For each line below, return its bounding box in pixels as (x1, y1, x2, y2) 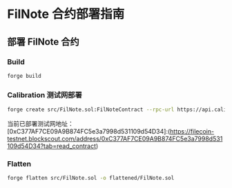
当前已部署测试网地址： (7, 119, 74, 127)
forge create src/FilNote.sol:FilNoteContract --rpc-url (7, 106, 175, 114)
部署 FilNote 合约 (7, 36, 79, 48)
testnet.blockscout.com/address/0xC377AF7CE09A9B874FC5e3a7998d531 (7, 134, 223, 143)
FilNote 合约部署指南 (7, 6, 125, 22)
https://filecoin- (170, 127, 215, 135)
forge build (7, 72, 41, 79)
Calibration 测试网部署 (7, 90, 83, 100)
